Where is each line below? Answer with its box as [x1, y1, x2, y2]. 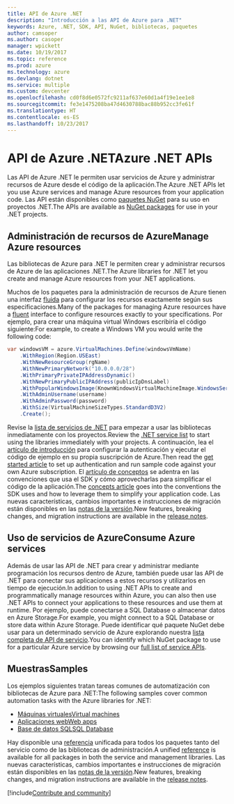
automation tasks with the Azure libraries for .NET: [7, 696, 152, 704]
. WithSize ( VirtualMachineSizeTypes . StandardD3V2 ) [19, 404, 167, 411]
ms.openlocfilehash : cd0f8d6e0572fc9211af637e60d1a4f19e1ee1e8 [7, 95, 195, 102]
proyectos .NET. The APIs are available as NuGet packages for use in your [7, 203, 218, 211]
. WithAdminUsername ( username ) [19, 391, 108, 398]
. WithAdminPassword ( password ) [19, 397, 108, 404]
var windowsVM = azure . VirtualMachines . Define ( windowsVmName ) [7, 346, 192, 353]
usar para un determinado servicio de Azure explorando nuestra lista [7, 628, 205, 636]
